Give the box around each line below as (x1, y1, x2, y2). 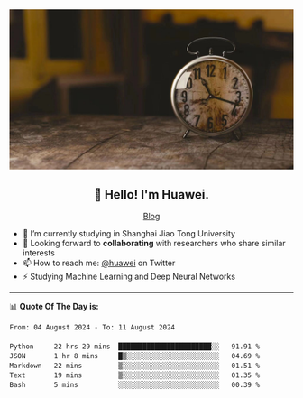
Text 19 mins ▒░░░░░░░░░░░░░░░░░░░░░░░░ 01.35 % (9, 370, 260, 380)
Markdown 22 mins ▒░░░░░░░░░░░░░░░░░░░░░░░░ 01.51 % (9, 361, 260, 370)
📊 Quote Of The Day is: (9, 301, 99, 312)
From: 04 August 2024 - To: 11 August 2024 (9, 323, 176, 332)
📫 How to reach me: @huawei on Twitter (22, 257, 176, 269)
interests (22, 247, 56, 258)
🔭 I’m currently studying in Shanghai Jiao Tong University (22, 228, 236, 239)
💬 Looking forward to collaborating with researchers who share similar (22, 238, 286, 249)
